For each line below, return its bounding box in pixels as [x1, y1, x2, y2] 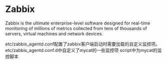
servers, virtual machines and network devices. [5, 30, 103, 36]
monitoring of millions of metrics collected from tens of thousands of [5, 25, 147, 31]
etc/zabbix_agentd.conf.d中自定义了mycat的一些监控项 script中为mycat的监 [5, 47, 162, 53]
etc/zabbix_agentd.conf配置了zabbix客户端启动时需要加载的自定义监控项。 [5, 41, 160, 47]
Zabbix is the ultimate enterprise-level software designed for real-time [5, 20, 150, 26]
